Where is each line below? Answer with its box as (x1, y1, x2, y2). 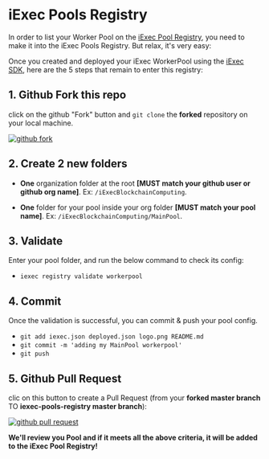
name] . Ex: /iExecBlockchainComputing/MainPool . (19, 211, 183, 220)
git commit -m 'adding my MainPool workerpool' (19, 342, 182, 350)
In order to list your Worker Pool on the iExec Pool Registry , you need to (8, 32, 245, 42)
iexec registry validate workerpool (19, 273, 143, 281)
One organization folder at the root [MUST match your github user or (19, 178, 251, 188)
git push (19, 350, 50, 359)
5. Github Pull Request (8, 371, 122, 385)
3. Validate (8, 234, 63, 248)
